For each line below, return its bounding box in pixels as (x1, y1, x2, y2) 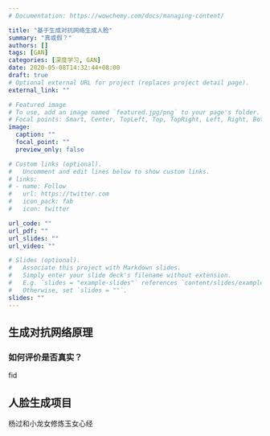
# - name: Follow (8, 183, 67, 191)
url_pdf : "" (8, 227, 48, 235)
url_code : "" (8, 219, 52, 228)
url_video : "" (8, 242, 56, 250)
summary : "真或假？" (8, 34, 72, 42)
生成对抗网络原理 (8, 325, 93, 339)
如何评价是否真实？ (8, 352, 83, 363)
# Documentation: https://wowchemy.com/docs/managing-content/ (8, 11, 225, 20)
